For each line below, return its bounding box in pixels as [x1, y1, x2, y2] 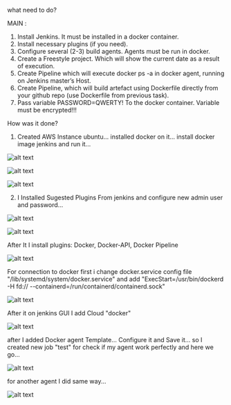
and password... [17, 201, 64, 209]
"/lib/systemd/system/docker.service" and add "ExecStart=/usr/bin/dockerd [7, 275, 224, 283]
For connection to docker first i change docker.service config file [7, 268, 192, 275]
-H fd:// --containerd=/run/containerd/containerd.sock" [7, 282, 166, 290]
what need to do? [7, 6, 57, 14]
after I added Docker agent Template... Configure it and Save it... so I [7, 336, 203, 344]
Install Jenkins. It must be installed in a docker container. [17, 32, 179, 41]
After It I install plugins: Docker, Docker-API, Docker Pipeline [7, 241, 178, 249]
